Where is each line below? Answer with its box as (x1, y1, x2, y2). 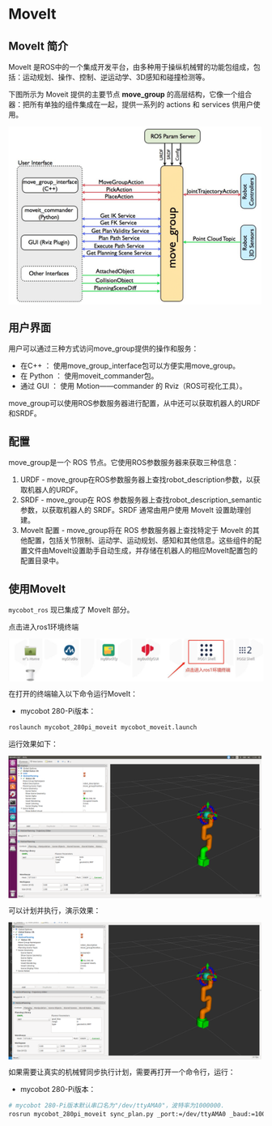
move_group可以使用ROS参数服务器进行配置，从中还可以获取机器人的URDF (8, 399, 261, 408)
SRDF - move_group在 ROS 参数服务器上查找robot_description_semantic (19, 495, 262, 505)
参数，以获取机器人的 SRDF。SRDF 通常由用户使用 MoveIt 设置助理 (19, 505, 244, 515)
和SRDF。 (8, 408, 42, 418)
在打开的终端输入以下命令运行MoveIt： (8, 689, 138, 698)
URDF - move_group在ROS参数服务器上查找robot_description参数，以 (19, 475, 253, 484)
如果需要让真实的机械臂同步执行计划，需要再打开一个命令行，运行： (8, 1067, 236, 1077)
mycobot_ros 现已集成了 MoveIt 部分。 (8, 605, 134, 614)
